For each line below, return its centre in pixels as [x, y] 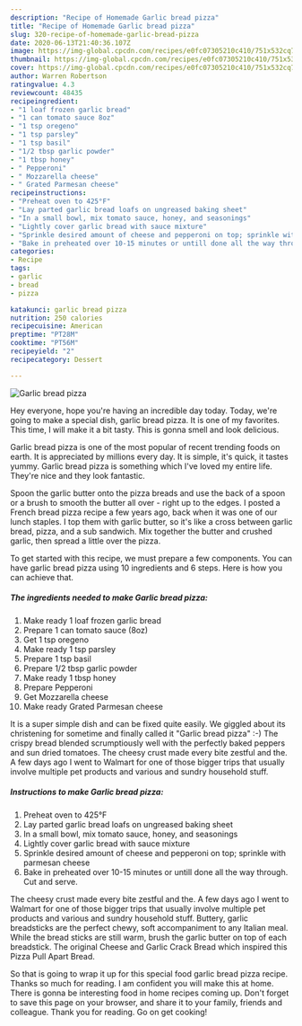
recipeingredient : [44, 101]
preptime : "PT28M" [44, 335]
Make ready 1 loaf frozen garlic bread [92, 620]
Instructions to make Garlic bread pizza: [87, 792]
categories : [32, 252]
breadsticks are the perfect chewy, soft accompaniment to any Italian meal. [149, 927]
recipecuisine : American [56, 326]
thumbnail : [30, 59]
